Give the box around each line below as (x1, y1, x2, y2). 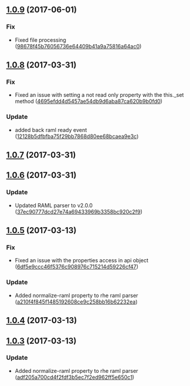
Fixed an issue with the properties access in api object (14, 257, 149, 264)
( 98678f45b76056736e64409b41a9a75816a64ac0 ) (14, 42, 142, 50)
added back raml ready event (14, 126, 88, 133)
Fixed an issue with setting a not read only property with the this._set (14, 91, 184, 99)
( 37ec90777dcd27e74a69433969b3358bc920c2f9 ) (14, 208, 143, 215)
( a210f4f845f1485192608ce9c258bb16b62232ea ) (14, 298, 138, 305)
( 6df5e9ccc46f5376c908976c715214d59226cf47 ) (14, 263, 139, 271)
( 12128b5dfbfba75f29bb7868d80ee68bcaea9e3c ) (14, 133, 139, 140)
